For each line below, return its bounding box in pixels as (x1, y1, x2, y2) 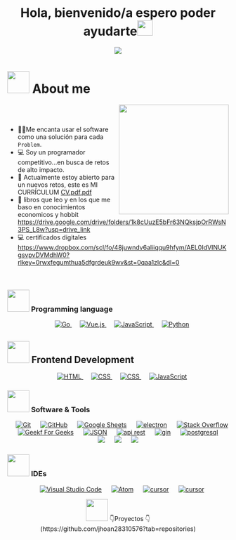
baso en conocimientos (17, 202, 86, 211)
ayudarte (83, 23, 138, 39)
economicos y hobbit (17, 210, 79, 218)
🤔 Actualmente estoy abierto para (17, 173, 114, 181)
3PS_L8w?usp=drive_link (17, 225, 91, 233)
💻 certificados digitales (17, 233, 86, 242)
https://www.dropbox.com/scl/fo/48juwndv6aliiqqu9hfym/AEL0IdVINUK (17, 243, 227, 251)
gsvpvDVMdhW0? (17, 251, 70, 259)
